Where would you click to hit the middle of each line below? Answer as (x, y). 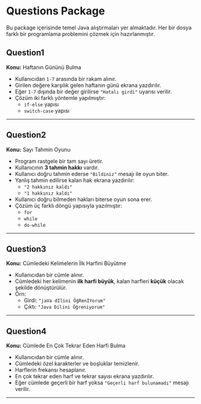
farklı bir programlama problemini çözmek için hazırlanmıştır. (81, 34)
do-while (35, 225)
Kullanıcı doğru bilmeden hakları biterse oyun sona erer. (83, 199)
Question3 (26, 249)
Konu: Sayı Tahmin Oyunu (38, 149)
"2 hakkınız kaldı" (48, 187)
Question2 (26, 135)
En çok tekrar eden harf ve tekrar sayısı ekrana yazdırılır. (84, 376)
